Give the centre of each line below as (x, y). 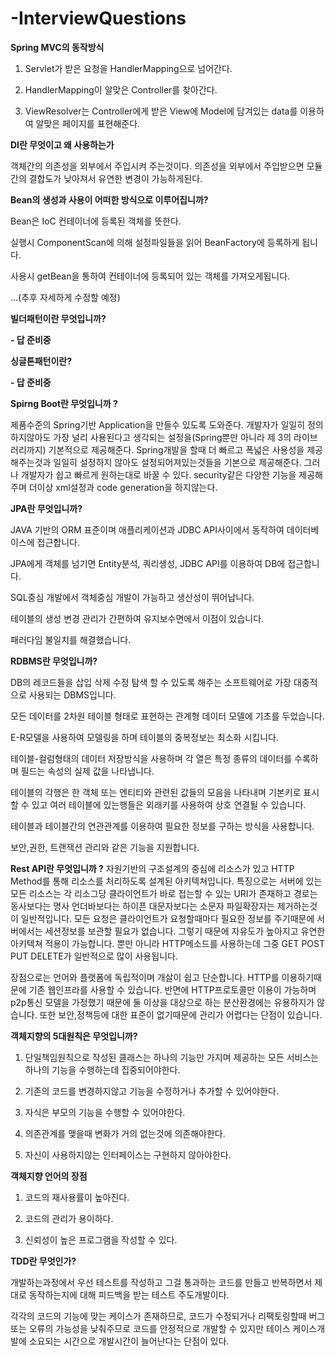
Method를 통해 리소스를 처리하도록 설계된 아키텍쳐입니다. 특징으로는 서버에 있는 (166, 881)
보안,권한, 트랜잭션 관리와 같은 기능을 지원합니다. (105, 847)
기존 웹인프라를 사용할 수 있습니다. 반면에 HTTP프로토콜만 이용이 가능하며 (172, 989)
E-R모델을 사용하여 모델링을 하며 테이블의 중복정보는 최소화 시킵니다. (144, 737)
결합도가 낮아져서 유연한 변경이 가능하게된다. (115, 178)
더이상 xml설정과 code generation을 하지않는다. (123, 487)
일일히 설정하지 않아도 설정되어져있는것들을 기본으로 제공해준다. (177, 462)
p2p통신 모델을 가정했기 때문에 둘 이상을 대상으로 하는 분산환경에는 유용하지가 (162, 1002)
